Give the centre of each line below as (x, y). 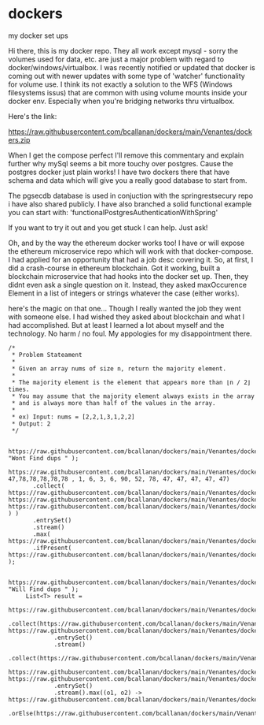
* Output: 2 (31, 424)
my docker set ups (38, 35)
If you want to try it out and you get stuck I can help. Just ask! (108, 227)
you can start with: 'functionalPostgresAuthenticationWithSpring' (113, 212)
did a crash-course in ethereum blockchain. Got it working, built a (114, 268)
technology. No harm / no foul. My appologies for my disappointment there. (130, 333)
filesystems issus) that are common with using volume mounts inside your (128, 92)
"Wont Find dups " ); (44, 458)
